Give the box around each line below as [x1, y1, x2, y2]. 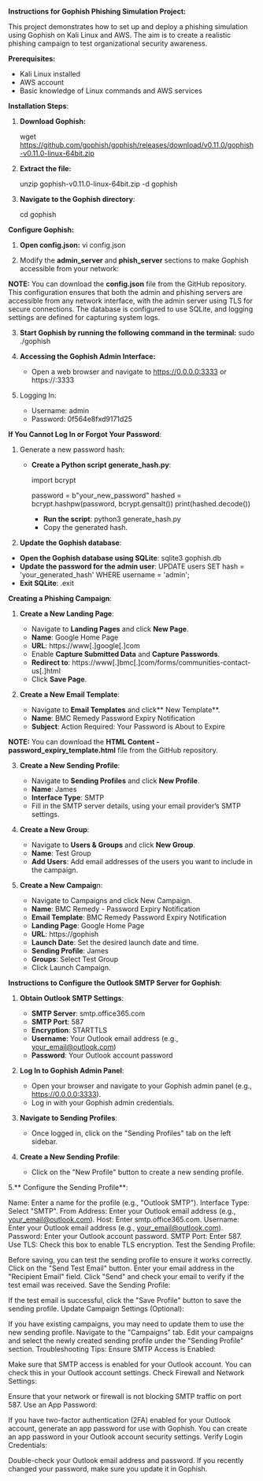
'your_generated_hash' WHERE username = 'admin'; [19, 570, 191, 579]
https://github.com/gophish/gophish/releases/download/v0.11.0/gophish [19, 140, 254, 149]
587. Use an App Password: [8, 1400, 98, 1409]
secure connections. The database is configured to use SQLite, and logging [8, 304, 254, 314]
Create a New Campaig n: [19, 881, 103, 890]
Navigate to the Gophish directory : [19, 195, 135, 203]
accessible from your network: [19, 264, 120, 273]
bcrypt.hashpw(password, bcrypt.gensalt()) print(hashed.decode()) [31, 499, 250, 508]
